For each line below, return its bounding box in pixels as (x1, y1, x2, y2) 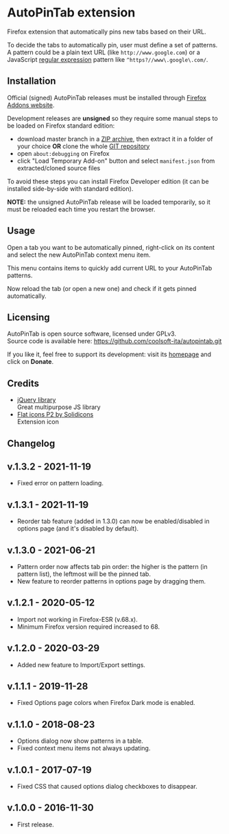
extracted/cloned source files (16, 163, 101, 172)
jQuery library (16, 396, 56, 404)
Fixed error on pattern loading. (16, 479, 104, 487)
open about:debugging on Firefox (16, 149, 110, 157)
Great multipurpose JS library (16, 403, 101, 411)
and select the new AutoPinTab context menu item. (7, 251, 151, 259)
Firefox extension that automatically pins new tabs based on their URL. (7, 27, 207, 36)
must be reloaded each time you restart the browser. (7, 205, 156, 213)
